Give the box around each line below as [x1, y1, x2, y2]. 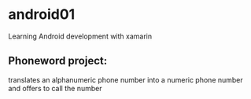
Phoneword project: [8, 54, 108, 68]
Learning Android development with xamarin [8, 31, 152, 41]
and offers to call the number [8, 83, 102, 93]
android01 [8, 5, 76, 24]
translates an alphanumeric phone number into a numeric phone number [8, 75, 244, 84]
